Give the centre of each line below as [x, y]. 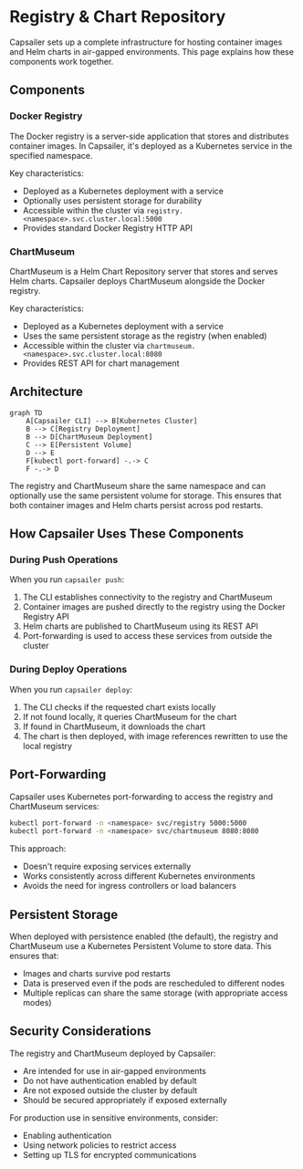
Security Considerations [81, 1032]
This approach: [38, 849]
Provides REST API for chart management [101, 363]
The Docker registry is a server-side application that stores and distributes [149, 136]
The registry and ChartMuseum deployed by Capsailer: [113, 1053]
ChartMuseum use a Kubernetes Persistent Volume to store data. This [141, 946]
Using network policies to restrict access [99, 1145]
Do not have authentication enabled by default [110, 1080]
